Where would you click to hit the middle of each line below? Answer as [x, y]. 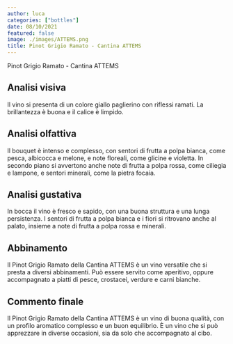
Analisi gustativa [45, 195]
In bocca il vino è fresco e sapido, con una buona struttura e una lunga [109, 211]
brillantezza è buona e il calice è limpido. [65, 111]
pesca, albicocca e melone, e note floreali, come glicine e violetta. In [105, 158]
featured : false [31, 33]
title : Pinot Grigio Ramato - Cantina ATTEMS [74, 46]
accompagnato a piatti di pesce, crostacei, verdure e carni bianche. [104, 280]
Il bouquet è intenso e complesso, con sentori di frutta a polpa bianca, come [116, 150]
